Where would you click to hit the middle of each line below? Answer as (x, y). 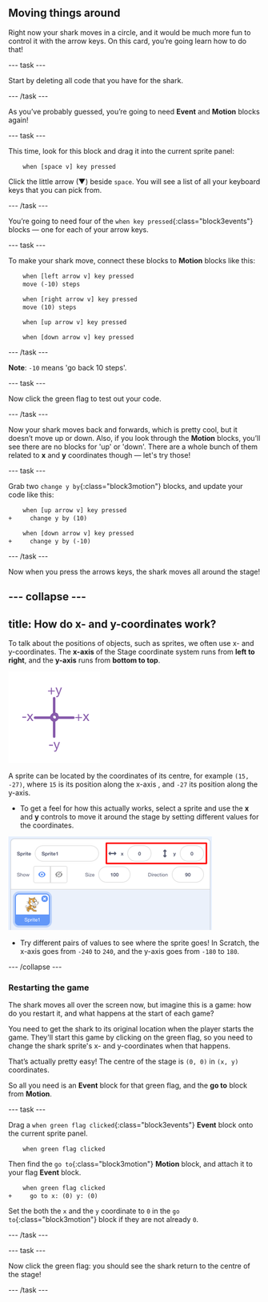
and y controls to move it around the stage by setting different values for (139, 817)
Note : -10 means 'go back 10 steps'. (68, 367)
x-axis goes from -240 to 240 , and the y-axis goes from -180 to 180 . (130, 951)
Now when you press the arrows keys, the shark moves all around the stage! (134, 571)
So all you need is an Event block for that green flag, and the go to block (128, 1086)
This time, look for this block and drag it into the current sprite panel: (121, 150)
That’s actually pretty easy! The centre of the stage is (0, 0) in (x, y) (124, 1062)
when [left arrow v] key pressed (78, 276)
